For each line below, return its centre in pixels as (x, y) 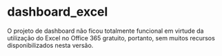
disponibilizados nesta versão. (50, 45)
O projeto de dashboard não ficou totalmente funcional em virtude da (105, 31)
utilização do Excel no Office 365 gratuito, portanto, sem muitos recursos (111, 38)
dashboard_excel (58, 12)
